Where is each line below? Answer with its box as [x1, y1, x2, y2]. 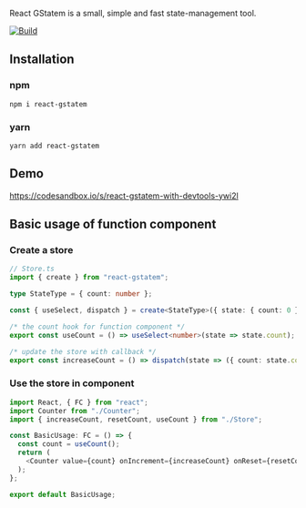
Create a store [9, 244, 74, 257]
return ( [17, 448, 51, 458]
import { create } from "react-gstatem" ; [9, 273, 169, 282]
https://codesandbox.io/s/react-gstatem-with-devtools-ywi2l [9, 190, 239, 201]
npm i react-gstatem [9, 99, 88, 108]
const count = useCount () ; [17, 440, 120, 449]
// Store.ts [9, 264, 55, 274]
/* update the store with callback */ [9, 347, 157, 356]
